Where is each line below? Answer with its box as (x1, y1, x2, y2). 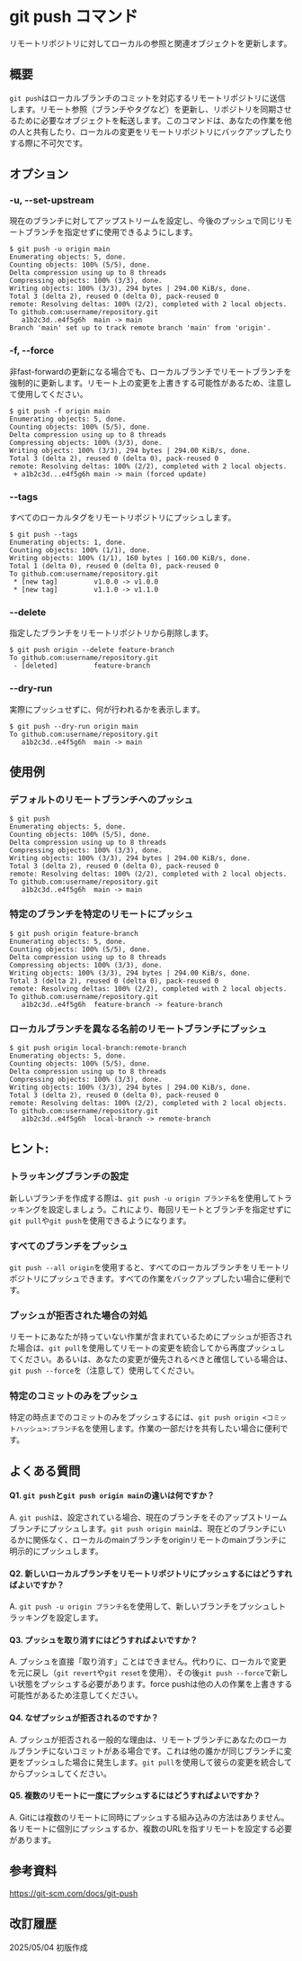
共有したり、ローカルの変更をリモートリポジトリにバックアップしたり (32, 126, 293, 137)
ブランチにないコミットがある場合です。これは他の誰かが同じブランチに (16, 1745, 285, 1756)
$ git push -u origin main (9, 245, 111, 254)
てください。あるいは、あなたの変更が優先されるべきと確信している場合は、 (9, 1354, 293, 1365)
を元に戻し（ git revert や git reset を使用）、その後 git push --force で (9, 1667, 272, 1678)
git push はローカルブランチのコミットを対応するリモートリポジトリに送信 (9, 92, 286, 103)
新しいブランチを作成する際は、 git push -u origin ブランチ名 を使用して (9, 1193, 277, 1203)
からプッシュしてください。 (9, 1767, 112, 1778)
